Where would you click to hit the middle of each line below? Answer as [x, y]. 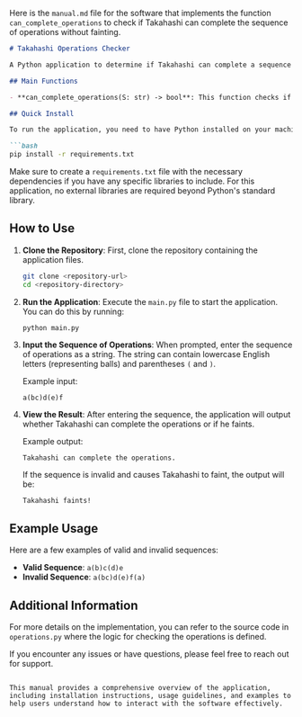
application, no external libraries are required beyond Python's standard [142, 191]
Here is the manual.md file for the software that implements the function [140, 13]
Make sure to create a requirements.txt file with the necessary [126, 171]
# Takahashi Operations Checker [70, 49]
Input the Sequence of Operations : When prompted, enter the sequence [157, 345]
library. [22, 200]
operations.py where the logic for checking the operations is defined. [138, 637]
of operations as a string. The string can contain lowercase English [146, 354]
